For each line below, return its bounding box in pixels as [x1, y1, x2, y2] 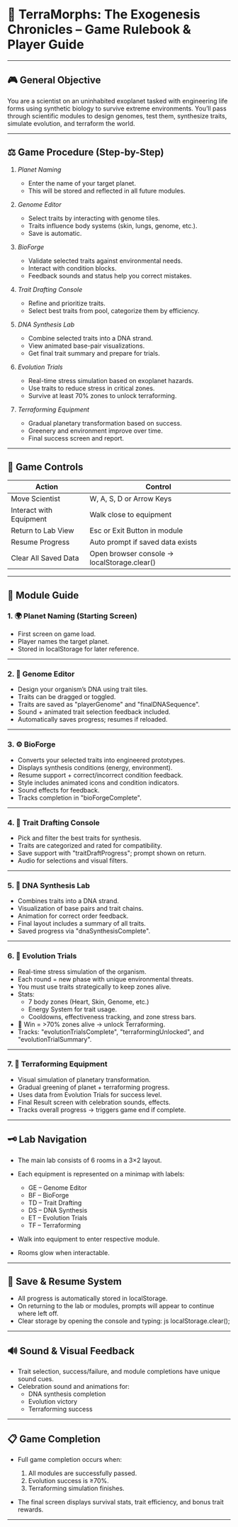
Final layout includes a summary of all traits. [17, 919, 147, 928]
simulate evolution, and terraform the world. [7, 119, 136, 127]
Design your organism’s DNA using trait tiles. [17, 685, 148, 693]
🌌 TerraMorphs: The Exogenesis [7, 6, 200, 23]
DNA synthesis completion [28, 1390, 106, 1398]
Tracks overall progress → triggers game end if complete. [17, 1105, 186, 1114]
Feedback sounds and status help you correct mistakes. [28, 271, 193, 280]
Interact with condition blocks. [28, 263, 117, 272]
